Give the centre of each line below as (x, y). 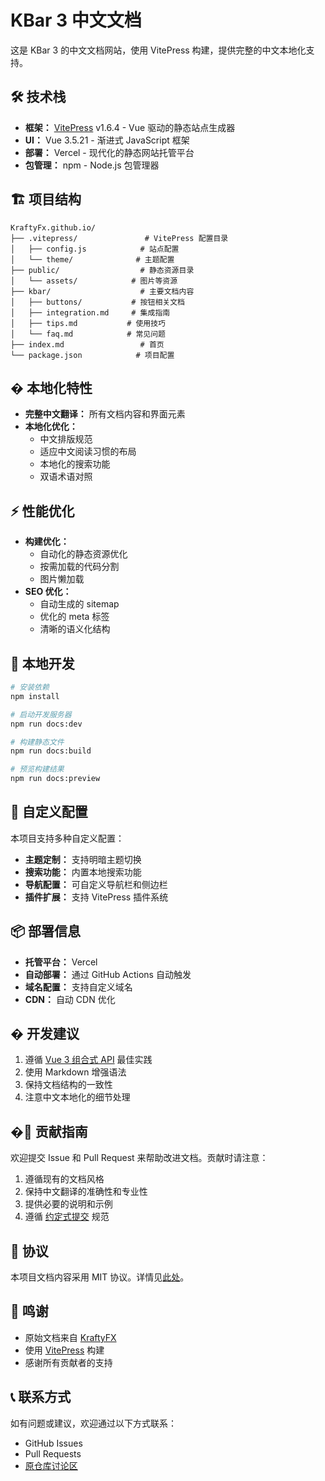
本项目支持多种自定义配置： (67, 838)
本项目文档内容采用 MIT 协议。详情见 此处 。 (100, 1277)
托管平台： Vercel (61, 962)
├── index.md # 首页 (87, 344)
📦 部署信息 (46, 931)
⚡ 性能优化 (42, 511)
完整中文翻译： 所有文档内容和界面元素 (105, 414)
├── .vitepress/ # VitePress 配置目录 (119, 238)
